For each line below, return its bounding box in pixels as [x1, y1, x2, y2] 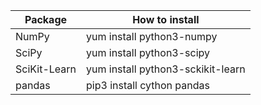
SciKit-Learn [15, 62, 77, 76]
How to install [132, 13, 200, 26]
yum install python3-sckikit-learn [86, 62, 246, 76]
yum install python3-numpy [86, 30, 218, 43]
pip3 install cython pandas [86, 79, 210, 92]
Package [24, 13, 68, 26]
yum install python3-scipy [86, 46, 211, 59]
